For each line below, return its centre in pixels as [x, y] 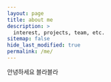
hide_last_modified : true [44, 45]
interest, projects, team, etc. [59, 32]
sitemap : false [29, 39]
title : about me [30, 20]
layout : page [26, 13]
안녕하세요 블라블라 [33, 72]
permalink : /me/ [30, 52]
